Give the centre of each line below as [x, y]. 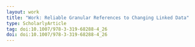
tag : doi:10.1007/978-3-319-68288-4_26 [57, 29]
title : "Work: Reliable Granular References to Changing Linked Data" [98, 18]
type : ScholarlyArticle [37, 23]
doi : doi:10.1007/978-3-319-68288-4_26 [57, 35]
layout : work [23, 12]
